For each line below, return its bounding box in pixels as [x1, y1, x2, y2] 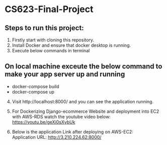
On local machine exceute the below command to [5, 62, 162, 71]
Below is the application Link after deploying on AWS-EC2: [12, 128, 134, 134]
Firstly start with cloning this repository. [12, 37, 94, 43]
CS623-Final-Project [5, 4, 94, 15]
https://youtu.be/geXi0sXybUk [12, 119, 75, 125]
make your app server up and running [5, 70, 125, 79]
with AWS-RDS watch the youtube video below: [12, 113, 111, 119]
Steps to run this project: [5, 24, 84, 32]
